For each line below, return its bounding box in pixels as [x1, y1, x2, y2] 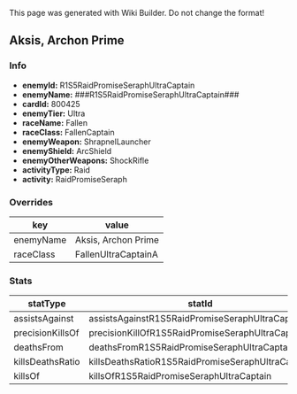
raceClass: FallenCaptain [21, 127, 115, 137]
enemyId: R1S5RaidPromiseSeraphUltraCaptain [21, 80, 195, 90]
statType [27, 297, 66, 310]
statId [187, 297, 214, 310]
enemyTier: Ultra [21, 108, 86, 119]
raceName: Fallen [21, 117, 88, 127]
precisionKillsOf [13, 327, 80, 339]
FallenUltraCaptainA [74, 248, 159, 260]
